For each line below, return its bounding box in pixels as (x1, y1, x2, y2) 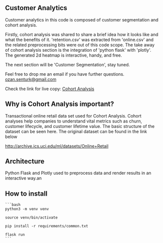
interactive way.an (5, 175, 42, 181)
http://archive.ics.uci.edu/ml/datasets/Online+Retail (5, 143, 109, 149)
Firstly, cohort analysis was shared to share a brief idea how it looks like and (5, 31, 159, 37)
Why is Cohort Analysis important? (5, 100, 114, 108)
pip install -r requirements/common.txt (5, 224, 89, 229)
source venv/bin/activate (5, 215, 58, 220)
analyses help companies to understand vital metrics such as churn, (5, 118, 143, 124)
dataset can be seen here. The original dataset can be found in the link (5, 128, 147, 134)
